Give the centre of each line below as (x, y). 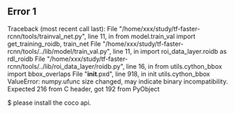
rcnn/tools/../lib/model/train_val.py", (59, 51)
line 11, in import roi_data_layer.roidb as (170, 51)
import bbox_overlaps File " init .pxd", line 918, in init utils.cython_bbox (109, 74)
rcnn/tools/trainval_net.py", (47, 36)
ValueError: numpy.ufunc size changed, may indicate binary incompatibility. (118, 81)
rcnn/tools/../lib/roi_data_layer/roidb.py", (66, 66)
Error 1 (22, 12)
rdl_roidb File (26, 59)
